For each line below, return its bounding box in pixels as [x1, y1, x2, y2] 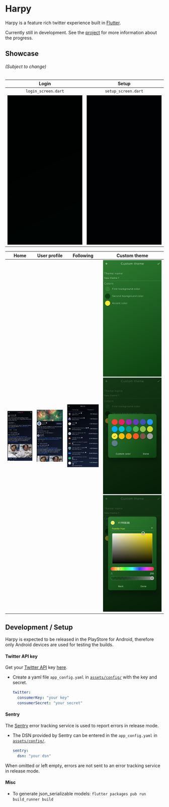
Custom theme [116, 253, 148, 259]
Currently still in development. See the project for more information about [5, 29, 157, 35]
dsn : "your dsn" [17, 753, 51, 759]
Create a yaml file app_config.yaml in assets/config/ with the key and [12, 674, 157, 680]
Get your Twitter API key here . [5, 664, 68, 670]
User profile [37, 253, 63, 259]
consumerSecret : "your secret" [17, 701, 83, 706]
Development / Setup [5, 623, 73, 632]
